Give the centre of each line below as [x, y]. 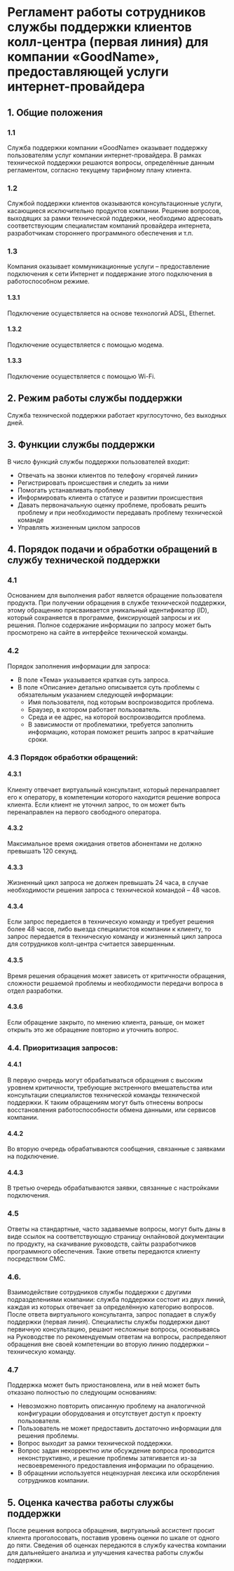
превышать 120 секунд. [43, 851]
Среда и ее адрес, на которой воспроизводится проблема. [117, 717]
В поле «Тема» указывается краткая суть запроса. [94, 680]
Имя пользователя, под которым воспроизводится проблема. [121, 702]
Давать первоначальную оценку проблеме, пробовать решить [112, 505]
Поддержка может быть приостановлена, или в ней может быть [104, 1385]
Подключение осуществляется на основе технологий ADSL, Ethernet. [111, 313]
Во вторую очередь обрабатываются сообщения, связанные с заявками [116, 1149]
